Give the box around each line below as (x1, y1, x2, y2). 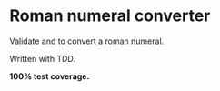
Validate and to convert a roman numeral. (9, 35, 165, 46)
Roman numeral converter (9, 5, 211, 26)
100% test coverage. (9, 70, 90, 82)
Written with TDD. (9, 53, 75, 64)
